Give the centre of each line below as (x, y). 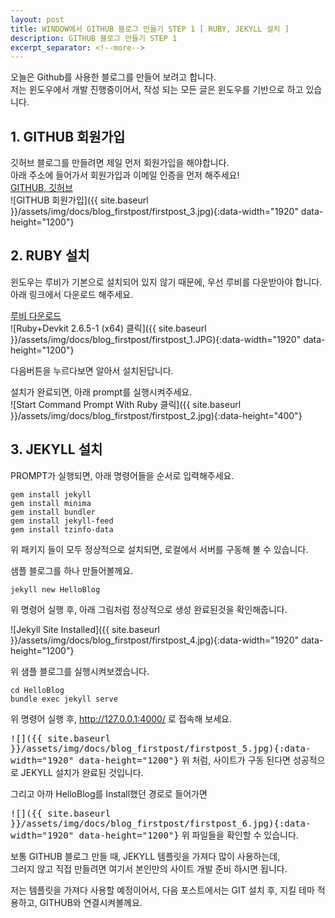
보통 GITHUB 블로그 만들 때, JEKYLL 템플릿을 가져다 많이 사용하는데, (145, 856)
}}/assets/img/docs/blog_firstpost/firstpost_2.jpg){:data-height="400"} (156, 415)
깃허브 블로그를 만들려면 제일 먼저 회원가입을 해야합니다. (120, 163)
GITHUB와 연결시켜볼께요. (91, 902)
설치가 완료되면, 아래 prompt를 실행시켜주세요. (101, 392)
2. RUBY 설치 (50, 256)
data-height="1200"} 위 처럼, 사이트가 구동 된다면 (184, 760)
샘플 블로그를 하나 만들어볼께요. (72, 570)
